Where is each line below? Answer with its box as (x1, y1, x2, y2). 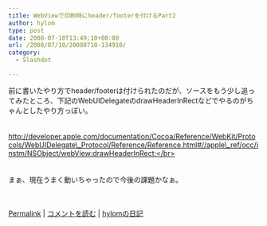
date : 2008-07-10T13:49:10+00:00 (8, 33, 120, 42)
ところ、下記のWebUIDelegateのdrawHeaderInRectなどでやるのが (29, 95, 247, 105)
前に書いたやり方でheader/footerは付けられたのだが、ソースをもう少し (8, 85, 241, 95)
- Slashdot (15, 56, 52, 64)
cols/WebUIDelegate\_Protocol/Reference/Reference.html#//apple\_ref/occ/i (8, 140, 259, 150)
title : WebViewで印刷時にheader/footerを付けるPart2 (8, 11, 177, 20)
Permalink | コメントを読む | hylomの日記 (8, 208, 143, 218)
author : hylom (8, 19, 56, 27)
